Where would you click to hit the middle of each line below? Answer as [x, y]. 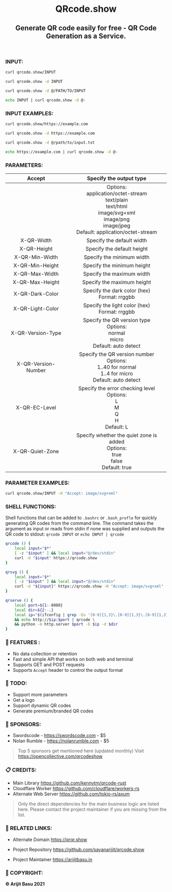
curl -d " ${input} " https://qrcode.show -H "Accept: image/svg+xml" [89, 586]
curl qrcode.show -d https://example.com [50, 133]
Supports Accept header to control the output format [68, 670]
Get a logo [24, 700]
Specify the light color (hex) [117, 305]
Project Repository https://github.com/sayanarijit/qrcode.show [79, 849]
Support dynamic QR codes [42, 705]
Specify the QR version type [116, 320]
